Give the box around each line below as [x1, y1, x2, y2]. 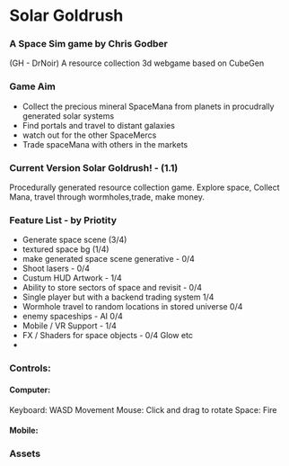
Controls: [9, 362, 51, 374]
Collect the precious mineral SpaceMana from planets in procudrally [22, 101, 275, 112]
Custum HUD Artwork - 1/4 [22, 273, 123, 283]
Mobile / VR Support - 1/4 [22, 320, 117, 331]
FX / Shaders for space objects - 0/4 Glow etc [22, 330, 193, 341]
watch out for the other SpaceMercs [22, 130, 157, 140]
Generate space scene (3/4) [22, 235, 127, 246]
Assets [9, 447, 41, 460]
